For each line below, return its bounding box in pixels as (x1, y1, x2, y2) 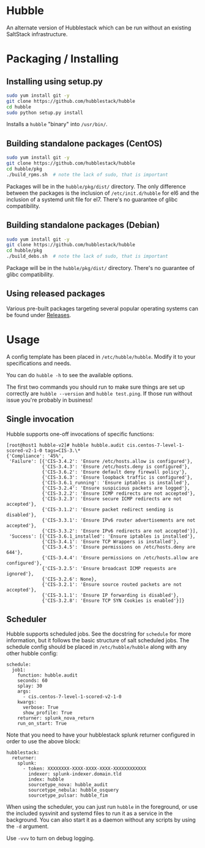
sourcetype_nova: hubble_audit (28, 782, 108, 788)
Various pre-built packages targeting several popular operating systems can (6, 304, 199, 312)
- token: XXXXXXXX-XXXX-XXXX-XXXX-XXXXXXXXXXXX (22, 766, 147, 772)
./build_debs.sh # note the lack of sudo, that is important (6, 253, 168, 260)
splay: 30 (17, 683, 43, 689)
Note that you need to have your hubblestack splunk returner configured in (6, 731, 195, 738)
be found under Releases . (6, 311, 72, 318)
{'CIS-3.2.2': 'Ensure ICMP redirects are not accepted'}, (42, 490, 196, 497)
